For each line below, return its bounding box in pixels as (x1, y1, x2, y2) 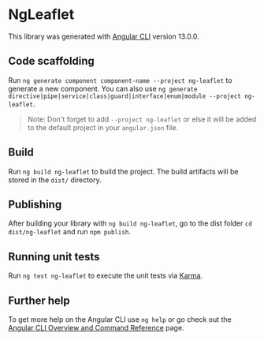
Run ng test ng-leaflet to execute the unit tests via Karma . (8, 271, 203, 281)
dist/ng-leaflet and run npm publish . (8, 227, 132, 237)
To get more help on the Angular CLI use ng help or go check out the (8, 315, 232, 324)
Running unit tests (8, 250, 100, 263)
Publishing (8, 197, 62, 211)
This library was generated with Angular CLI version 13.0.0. (8, 32, 199, 41)
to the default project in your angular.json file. (27, 122, 179, 132)
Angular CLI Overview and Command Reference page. (8, 323, 184, 332)
